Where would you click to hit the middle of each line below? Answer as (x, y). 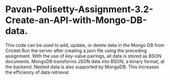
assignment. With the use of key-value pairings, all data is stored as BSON (83, 56)
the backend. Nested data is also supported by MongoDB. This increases (82, 67)
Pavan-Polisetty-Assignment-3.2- (79, 9)
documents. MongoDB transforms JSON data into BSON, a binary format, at (85, 61)
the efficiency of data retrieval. (38, 72)
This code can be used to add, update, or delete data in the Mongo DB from (85, 45)
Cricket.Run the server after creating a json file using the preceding (76, 50)
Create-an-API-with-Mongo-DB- (76, 20)
